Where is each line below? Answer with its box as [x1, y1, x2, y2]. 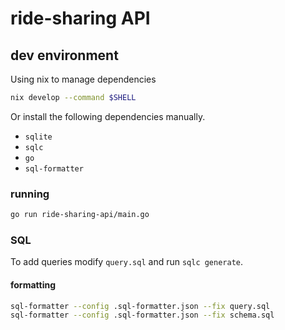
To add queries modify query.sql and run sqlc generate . [10, 256, 244, 268]
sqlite [24, 132, 53, 142]
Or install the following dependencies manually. [10, 110, 206, 122]
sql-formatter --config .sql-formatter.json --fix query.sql [10, 301, 271, 311]
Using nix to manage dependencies [10, 73, 157, 85]
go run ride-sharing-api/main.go [10, 210, 150, 220]
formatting [10, 278, 57, 291]
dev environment [10, 47, 119, 64]
